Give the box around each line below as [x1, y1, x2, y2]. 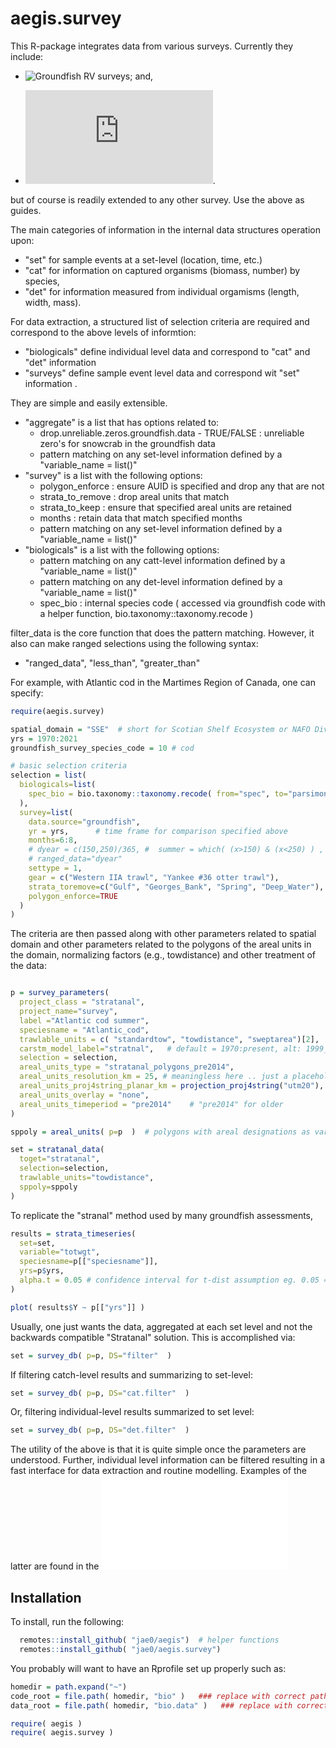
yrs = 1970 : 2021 [10, 733, 78, 744]
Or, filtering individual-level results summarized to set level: [10, 1406, 255, 1418]
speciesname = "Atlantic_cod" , [19, 1025, 150, 1035]
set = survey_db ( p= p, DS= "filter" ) [10, 1350, 172, 1361]
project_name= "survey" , [19, 1007, 118, 1017]
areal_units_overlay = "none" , [19, 1090, 150, 1100]
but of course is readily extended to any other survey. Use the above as [10, 193, 305, 206]
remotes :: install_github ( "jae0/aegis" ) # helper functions [19, 1635, 280, 1646]
